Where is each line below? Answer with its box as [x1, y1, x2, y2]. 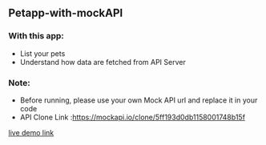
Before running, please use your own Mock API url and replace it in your [19, 95, 258, 105]
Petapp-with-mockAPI [8, 6, 123, 20]
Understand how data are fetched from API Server [19, 57, 186, 66]
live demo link [8, 127, 54, 137]
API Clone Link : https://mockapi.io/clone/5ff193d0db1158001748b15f [19, 112, 246, 122]
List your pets [19, 48, 66, 58]
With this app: [8, 30, 64, 42]
